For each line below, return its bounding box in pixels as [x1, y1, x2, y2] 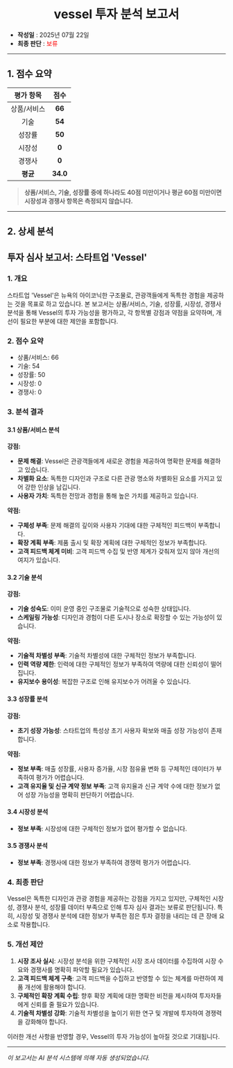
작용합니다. [19, 921, 51, 929]
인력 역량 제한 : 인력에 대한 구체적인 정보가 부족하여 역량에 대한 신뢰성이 [17, 660, 209, 669]
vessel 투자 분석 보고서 [53, 6, 180, 22]
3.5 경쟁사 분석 [7, 842, 49, 850]
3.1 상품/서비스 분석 [7, 425, 60, 434]
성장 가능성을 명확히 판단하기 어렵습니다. [24, 790, 135, 799]
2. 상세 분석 [7, 226, 54, 237]
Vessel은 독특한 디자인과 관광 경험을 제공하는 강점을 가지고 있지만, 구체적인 [7, 894, 212, 903]
